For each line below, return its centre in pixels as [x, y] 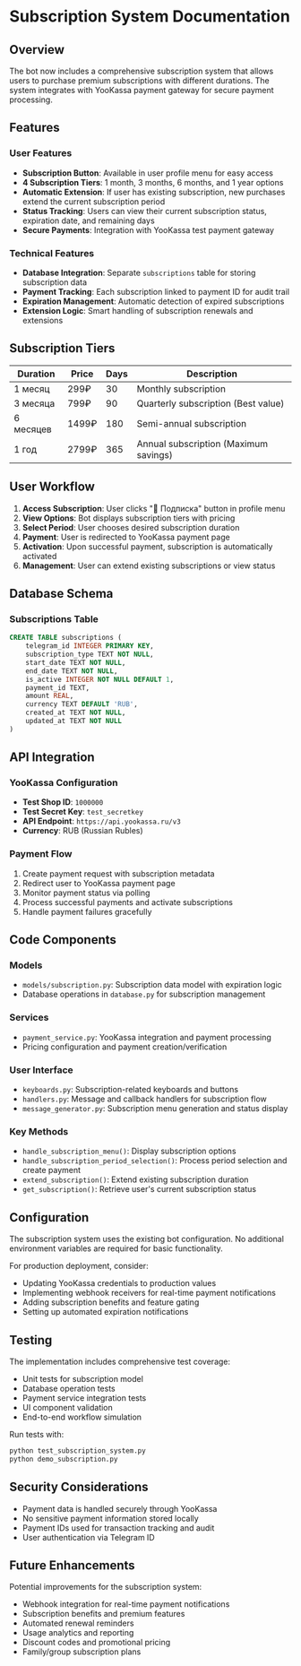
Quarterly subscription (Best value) [211, 403]
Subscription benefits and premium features [103, 1614]
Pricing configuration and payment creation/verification [125, 1047]
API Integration [52, 758]
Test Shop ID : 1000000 [63, 802]
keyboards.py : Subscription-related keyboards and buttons [130, 1090]
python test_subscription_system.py [77, 1450]
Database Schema [61, 594]
